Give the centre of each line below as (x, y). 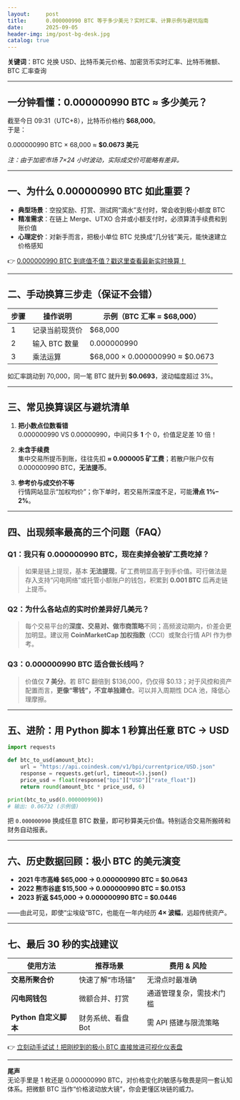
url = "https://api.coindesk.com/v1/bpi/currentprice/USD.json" (118, 767)
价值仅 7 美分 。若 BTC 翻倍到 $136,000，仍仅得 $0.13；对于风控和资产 (128, 681)
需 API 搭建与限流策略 (183, 1023)
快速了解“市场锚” (107, 980)
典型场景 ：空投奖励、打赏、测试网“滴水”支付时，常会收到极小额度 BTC (121, 210)
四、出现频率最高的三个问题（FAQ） (87, 532)
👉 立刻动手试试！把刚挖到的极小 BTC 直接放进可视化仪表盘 (95, 1047)
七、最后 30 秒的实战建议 (63, 944)
